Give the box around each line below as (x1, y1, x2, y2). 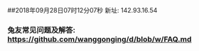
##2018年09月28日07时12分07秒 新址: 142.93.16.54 (7, 6, 158, 14)
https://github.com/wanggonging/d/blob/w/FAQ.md (7, 34, 192, 44)
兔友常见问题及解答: (7, 25, 76, 35)
